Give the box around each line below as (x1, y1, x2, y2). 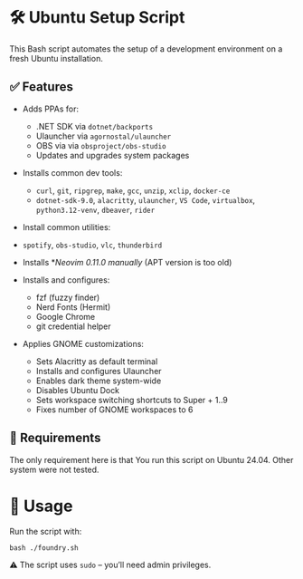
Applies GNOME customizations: (22, 338, 145, 349)
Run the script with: (9, 526, 82, 536)
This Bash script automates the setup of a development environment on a (9, 43, 283, 54)
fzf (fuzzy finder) (35, 292, 100, 303)
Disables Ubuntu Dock (35, 384, 120, 395)
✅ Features (9, 79, 74, 95)
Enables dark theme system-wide (35, 375, 162, 386)
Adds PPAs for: (22, 103, 80, 114)
